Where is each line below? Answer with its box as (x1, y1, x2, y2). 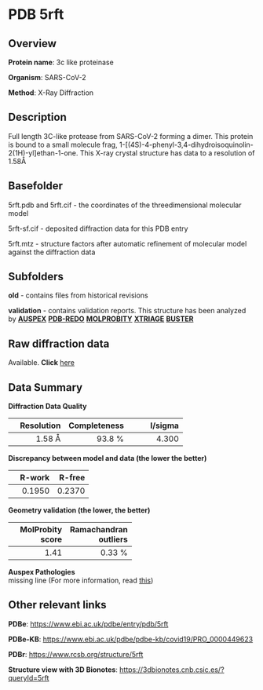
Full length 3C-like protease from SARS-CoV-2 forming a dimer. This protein (8, 131, 254, 141)
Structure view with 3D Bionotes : (8, 665, 118, 674)
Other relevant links (8, 598, 108, 612)
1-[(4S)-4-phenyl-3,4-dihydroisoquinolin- (119, 140, 254, 149)
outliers (98, 534, 128, 545)
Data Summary (8, 381, 83, 394)
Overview (8, 37, 57, 50)
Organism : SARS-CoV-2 (8, 73, 86, 82)
